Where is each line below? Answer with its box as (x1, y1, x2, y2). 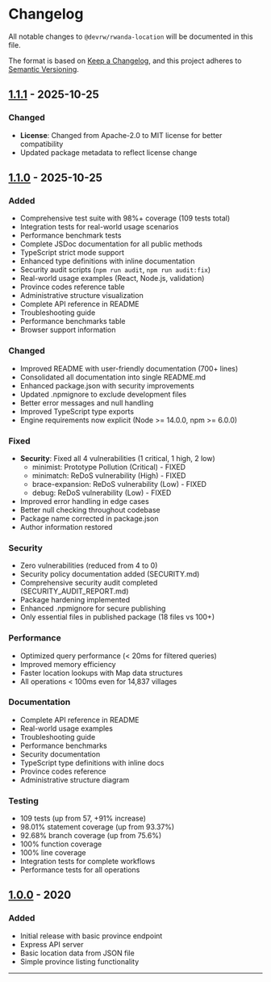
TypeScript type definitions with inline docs (19, 757, 165, 767)
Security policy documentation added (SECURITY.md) (19, 569, 200, 579)
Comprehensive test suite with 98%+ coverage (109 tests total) (19, 213, 231, 223)
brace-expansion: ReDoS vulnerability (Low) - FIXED (31, 479, 207, 489)
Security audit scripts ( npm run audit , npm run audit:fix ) (19, 265, 211, 275)
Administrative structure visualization (19, 291, 144, 300)
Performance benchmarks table (19, 317, 127, 326)
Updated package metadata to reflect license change (19, 147, 198, 157)
